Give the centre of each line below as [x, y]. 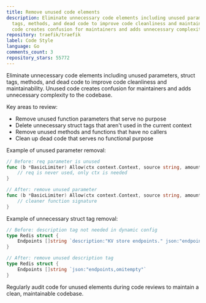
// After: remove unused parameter [52, 190]
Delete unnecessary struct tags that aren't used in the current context [103, 125]
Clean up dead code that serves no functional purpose [84, 138]
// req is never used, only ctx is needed [72, 173]
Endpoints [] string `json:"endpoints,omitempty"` [82, 269]
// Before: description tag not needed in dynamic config [82, 230]
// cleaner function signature [57, 201]
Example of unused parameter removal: [56, 150]
